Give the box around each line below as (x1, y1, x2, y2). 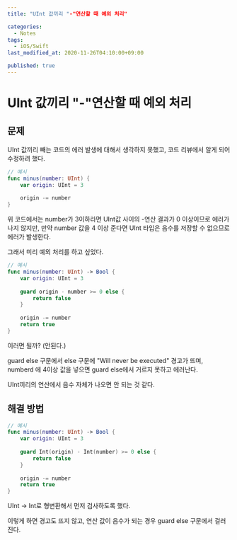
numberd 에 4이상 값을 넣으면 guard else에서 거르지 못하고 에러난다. (7, 365, 198, 374)
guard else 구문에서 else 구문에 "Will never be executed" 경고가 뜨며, (7, 356, 204, 364)
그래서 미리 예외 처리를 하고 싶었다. (7, 248, 104, 256)
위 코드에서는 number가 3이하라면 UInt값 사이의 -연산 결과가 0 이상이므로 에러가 (7, 215, 230, 224)
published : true (7, 62, 55, 69)
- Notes (13, 30, 37, 37)
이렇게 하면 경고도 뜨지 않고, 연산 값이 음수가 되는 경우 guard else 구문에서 (7, 517, 214, 525)
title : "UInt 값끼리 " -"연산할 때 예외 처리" (7, 10, 127, 18)
